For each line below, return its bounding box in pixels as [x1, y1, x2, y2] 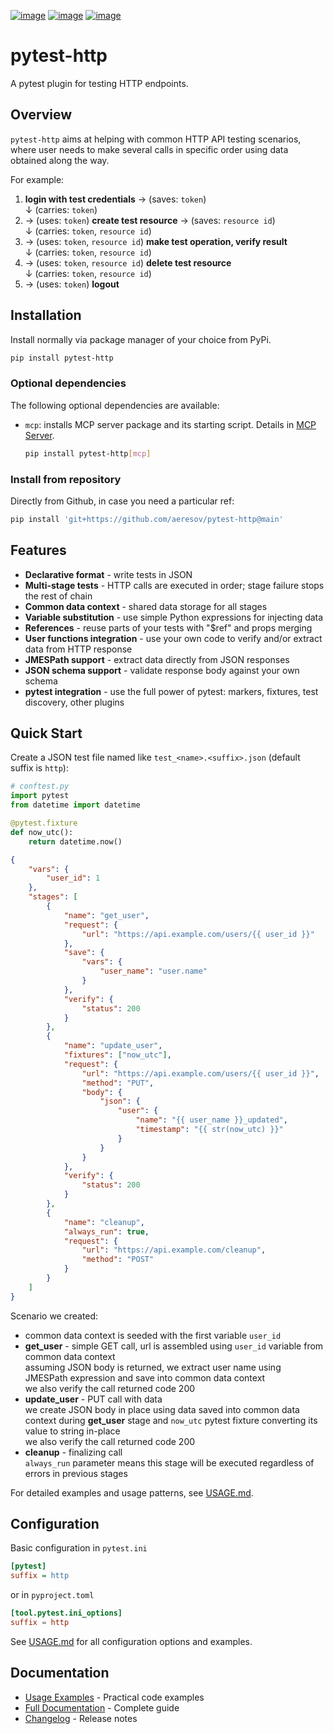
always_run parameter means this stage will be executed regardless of [24, 1456, 315, 1469]
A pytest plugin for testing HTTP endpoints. [10, 77, 189, 89]
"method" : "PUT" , [81, 1078, 155, 1088]
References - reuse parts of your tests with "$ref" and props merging [24, 621, 313, 634]
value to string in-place [24, 1425, 121, 1437]
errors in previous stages [24, 1467, 128, 1479]
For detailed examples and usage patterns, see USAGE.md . [10, 1486, 254, 1499]
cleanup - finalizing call [24, 1446, 123, 1458]
